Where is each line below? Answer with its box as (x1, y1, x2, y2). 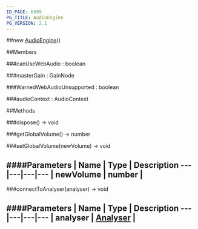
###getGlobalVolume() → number (6, 131, 91, 138)
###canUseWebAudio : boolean (6, 60, 86, 67)
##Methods (6, 107, 35, 114)
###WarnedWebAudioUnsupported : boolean (6, 84, 119, 91)
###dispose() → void (6, 119, 59, 126)
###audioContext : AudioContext (6, 95, 89, 103)
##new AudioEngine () (6, 37, 61, 44)
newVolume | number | (55, 169, 144, 179)
